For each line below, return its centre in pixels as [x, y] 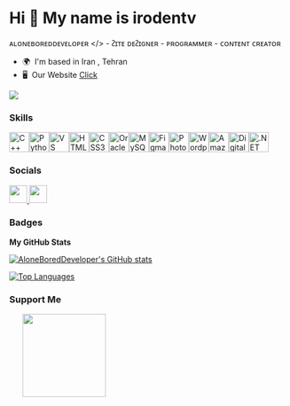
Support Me [35, 299]
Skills [21, 117]
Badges [26, 223]
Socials [25, 170]
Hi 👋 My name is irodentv [103, 18]
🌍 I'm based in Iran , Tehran [75, 61]
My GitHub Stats [40, 242]
